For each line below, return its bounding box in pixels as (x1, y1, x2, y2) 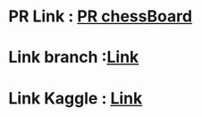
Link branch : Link (8, 47, 139, 68)
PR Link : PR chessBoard (8, 6, 193, 27)
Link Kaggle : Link (8, 88, 143, 108)
